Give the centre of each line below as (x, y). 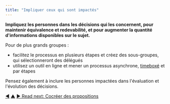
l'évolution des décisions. (32, 86)
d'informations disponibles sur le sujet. (48, 35)
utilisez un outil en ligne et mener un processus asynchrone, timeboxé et (89, 65)
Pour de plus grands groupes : (37, 45)
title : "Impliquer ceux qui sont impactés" (52, 10)
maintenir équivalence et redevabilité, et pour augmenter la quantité (79, 30)
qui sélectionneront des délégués (48, 60)
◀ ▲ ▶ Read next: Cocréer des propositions (52, 96)
